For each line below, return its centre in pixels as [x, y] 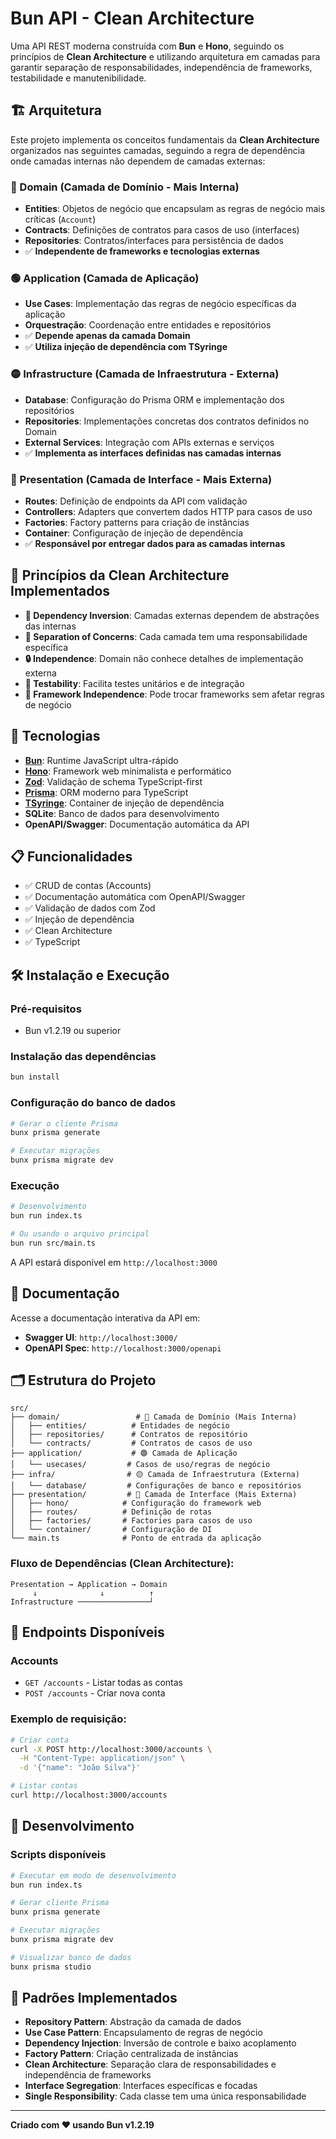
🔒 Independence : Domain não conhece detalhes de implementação [164, 658]
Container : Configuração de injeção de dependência [133, 533]
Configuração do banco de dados [93, 1103]
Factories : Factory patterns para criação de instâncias [137, 522]
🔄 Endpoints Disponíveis [87, 1632]
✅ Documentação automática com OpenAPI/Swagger [135, 897]
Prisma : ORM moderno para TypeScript [106, 792]
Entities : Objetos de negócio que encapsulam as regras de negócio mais [175, 209]
